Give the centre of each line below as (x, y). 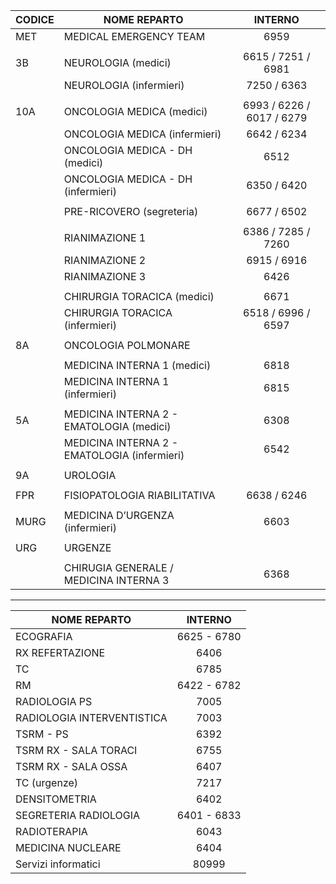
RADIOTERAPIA (51, 831)
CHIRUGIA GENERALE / (118, 567)
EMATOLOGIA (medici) (117, 426)
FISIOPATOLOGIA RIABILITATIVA (139, 495)
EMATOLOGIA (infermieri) (124, 455)
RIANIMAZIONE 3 (105, 276)
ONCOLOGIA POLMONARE (127, 345)
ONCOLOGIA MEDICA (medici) (135, 111)
